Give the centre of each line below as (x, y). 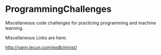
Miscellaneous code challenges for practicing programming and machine (81, 23)
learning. (14, 28)
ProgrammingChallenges (58, 9)
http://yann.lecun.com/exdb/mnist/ (41, 47)
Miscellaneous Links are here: (36, 38)
